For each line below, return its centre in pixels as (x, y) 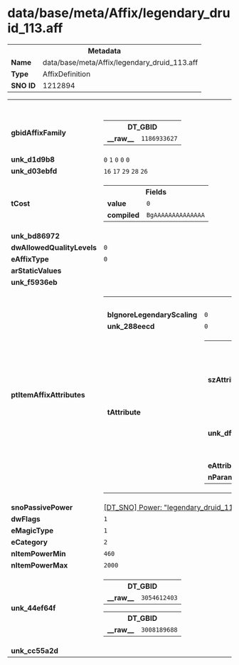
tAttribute (124, 412)
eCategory (30, 542)
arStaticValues (36, 271)
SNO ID (23, 85)
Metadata (105, 51)
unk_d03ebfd (34, 171)
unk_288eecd (131, 326)
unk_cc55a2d (35, 651)
